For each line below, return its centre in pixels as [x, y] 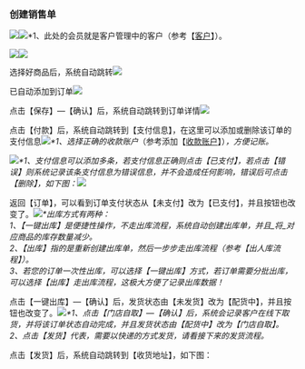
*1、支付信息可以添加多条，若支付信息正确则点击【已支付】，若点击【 [148, 161]
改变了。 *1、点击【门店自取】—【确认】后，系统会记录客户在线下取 [157, 313]
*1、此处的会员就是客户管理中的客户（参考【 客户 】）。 [127, 36]
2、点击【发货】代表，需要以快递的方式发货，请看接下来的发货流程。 [139, 336]
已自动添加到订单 [41, 92]
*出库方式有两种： [76, 214]
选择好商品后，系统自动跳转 [61, 72]
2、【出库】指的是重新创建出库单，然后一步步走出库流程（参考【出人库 [141, 248]
